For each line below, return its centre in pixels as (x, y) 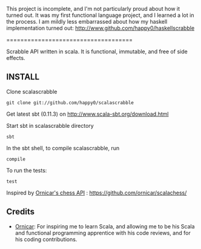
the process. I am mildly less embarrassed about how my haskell (87, 22)
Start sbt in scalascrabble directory (50, 125)
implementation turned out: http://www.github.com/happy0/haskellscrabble (100, 28)
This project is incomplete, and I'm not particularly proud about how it (93, 9)
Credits (21, 212)
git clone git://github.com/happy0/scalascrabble (70, 102)
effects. (16, 58)
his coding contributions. (46, 239)
